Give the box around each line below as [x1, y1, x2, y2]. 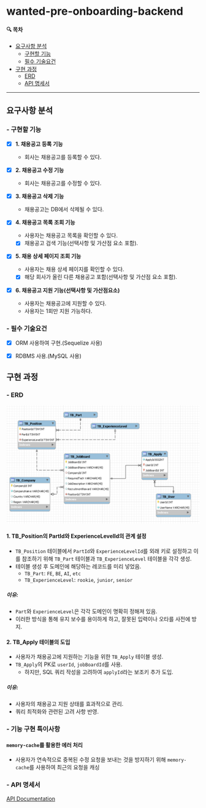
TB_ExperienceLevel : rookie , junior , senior [24, 576, 133, 583]
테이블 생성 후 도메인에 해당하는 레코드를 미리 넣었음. [15, 563, 142, 570]
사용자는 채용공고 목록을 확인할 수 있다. [24, 232, 118, 239]
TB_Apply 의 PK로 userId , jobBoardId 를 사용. [15, 661, 123, 668]
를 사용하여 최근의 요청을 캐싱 [29, 764, 100, 771]
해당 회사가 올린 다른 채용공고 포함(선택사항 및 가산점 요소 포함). [24, 273, 178, 281]
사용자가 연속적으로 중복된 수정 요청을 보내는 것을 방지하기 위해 [15, 756, 166, 763]
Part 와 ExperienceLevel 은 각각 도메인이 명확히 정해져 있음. [15, 607, 158, 615]
